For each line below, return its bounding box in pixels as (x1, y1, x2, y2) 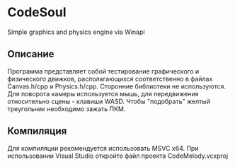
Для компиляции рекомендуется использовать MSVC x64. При (7, 144, 199, 152)
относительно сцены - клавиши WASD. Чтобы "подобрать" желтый (7, 97, 211, 105)
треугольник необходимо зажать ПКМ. (7, 104, 126, 113)
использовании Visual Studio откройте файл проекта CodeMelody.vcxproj (7, 151, 229, 160)
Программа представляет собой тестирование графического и (7, 67, 200, 75)
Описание (7, 48, 55, 60)
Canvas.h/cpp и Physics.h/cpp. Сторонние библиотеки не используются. (7, 82, 227, 91)
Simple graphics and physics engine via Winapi (7, 28, 145, 36)
